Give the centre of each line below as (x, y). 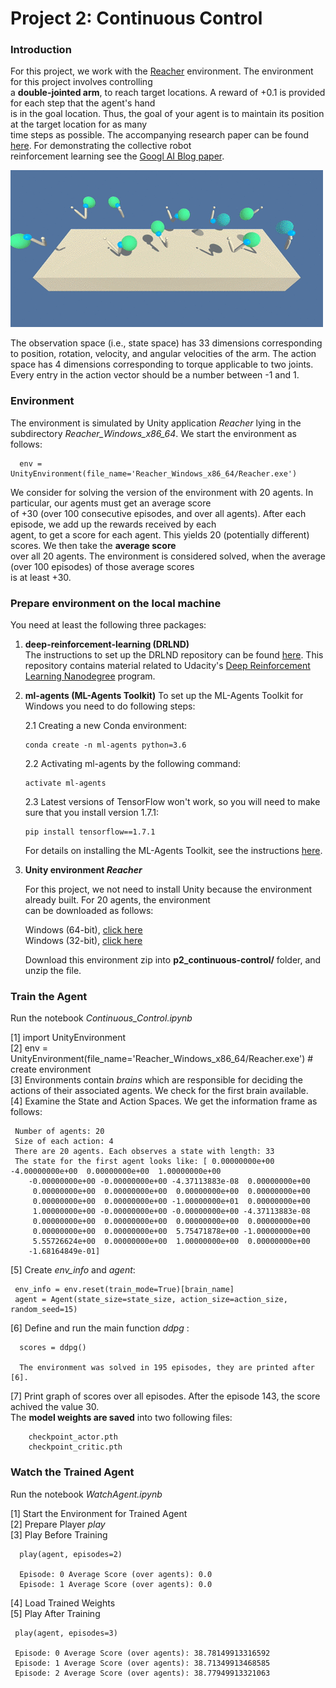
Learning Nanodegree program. (90, 676)
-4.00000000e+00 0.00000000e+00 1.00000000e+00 (116, 1172)
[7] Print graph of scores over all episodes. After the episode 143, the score (165, 1396)
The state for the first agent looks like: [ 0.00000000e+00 (144, 1162)
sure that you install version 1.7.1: (91, 813)
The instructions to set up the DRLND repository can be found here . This (174, 655)
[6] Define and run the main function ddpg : (100, 1328)
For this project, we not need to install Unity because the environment (168, 889)
